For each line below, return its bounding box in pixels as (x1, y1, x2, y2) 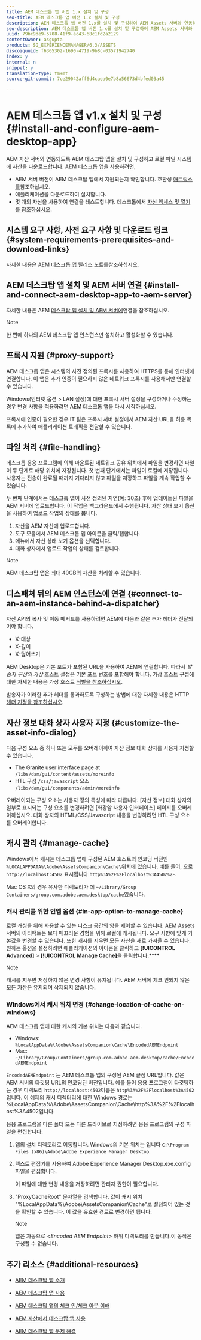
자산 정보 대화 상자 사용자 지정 (6, 717, 110, 728)
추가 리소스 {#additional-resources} (6, 1259, 139, 1270)
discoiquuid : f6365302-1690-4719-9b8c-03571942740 (6, 48, 135, 54)
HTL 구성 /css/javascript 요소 (14, 777, 90, 784)
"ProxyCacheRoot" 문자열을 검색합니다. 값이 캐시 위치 (14, 1193, 143, 1201)
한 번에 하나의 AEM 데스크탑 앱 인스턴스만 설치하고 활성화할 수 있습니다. (6, 331, 174, 338)
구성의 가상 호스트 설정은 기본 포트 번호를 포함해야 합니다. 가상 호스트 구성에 (17, 671, 194, 678)
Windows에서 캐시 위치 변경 (6, 1000, 84, 1008)
